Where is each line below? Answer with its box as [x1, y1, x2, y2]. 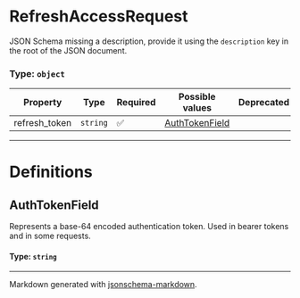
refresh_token [13, 117, 72, 129]
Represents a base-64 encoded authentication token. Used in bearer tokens [9, 221, 289, 232]
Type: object [9, 67, 65, 79]
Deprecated [237, 96, 290, 109]
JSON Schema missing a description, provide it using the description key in [9, 36, 288, 46]
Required [116, 96, 156, 109]
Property [23, 96, 62, 109]
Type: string [9, 251, 58, 261]
